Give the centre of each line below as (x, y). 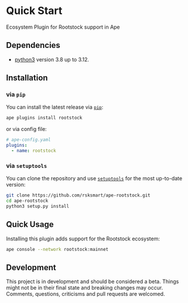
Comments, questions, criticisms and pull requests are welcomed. (86, 294)
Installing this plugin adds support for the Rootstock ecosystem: (83, 239)
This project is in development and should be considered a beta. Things (93, 281)
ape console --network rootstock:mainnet (57, 249)
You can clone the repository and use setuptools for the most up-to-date (94, 178)
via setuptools (27, 166)
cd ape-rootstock (27, 201)
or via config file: (26, 129)
